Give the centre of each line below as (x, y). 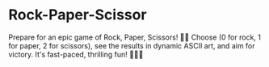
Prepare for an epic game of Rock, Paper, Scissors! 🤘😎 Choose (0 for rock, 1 (134, 37)
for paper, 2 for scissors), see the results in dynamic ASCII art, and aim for (132, 45)
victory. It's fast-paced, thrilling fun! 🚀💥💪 (76, 54)
